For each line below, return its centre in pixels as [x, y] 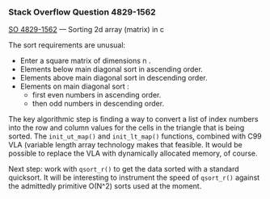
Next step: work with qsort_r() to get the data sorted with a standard [124, 169]
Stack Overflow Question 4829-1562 [82, 12]
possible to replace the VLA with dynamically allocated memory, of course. [133, 153]
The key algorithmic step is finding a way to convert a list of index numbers [133, 119]
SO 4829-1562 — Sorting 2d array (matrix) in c [86, 30]
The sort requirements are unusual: [67, 45]
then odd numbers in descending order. [98, 104]
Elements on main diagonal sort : [74, 86]
